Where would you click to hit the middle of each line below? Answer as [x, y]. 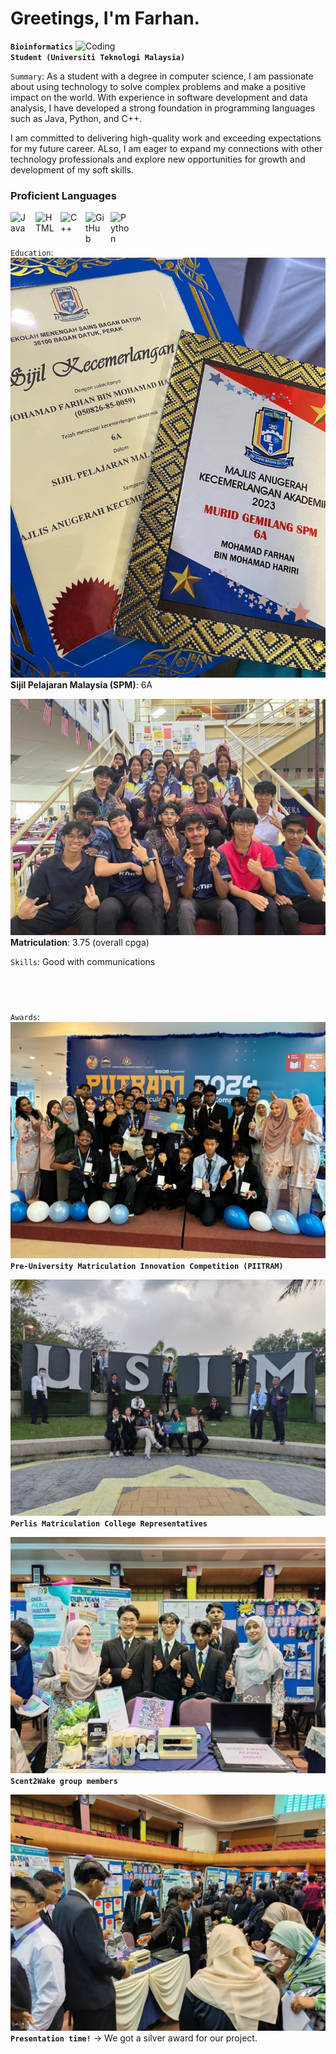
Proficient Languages [64, 195]
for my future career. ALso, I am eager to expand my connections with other [166, 148]
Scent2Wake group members [64, 1781]
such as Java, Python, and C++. [76, 118]
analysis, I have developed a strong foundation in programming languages [163, 108]
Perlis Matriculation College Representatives [109, 1523]
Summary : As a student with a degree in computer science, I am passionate [162, 76]
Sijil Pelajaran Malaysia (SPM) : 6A [81, 685]
